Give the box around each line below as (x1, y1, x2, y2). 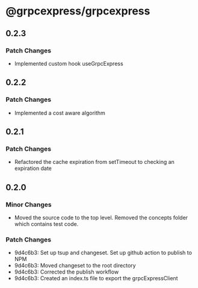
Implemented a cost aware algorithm (14, 109, 106, 116)
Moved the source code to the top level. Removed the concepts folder (14, 214, 188, 221)
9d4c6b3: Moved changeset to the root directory (14, 262, 136, 269)
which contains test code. (14, 220, 79, 227)
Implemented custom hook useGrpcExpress (14, 60, 124, 67)
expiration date (14, 164, 52, 172)
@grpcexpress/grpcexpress (5, 4, 150, 18)
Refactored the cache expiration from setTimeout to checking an (14, 158, 175, 166)
